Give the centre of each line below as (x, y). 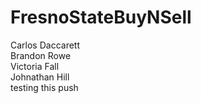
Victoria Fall (35, 66)
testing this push (44, 87)
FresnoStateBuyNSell (101, 17)
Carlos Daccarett (45, 45)
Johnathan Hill (40, 77)
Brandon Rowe (41, 55)
